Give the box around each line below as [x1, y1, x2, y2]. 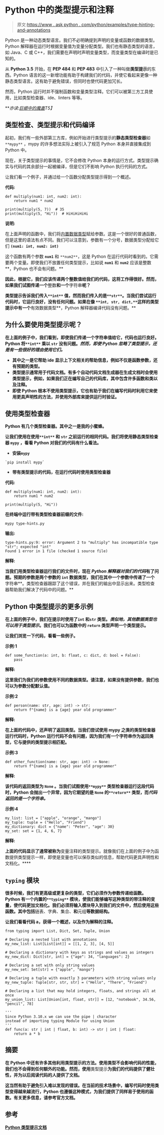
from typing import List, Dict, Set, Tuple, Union [5, 928, 110, 933]
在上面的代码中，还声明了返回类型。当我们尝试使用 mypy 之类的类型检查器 [5, 727, 156, 733]
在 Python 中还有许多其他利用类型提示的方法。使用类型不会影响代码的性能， [5, 1060, 159, 1066]
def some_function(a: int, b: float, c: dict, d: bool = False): [5, 653, 141, 658]
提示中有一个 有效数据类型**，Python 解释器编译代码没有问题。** [5, 304, 136, 311]
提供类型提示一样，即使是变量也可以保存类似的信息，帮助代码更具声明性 [9, 855, 155, 860]
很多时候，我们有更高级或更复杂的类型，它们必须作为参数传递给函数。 [5, 890, 146, 896]
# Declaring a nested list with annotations [5, 937, 97, 942]
